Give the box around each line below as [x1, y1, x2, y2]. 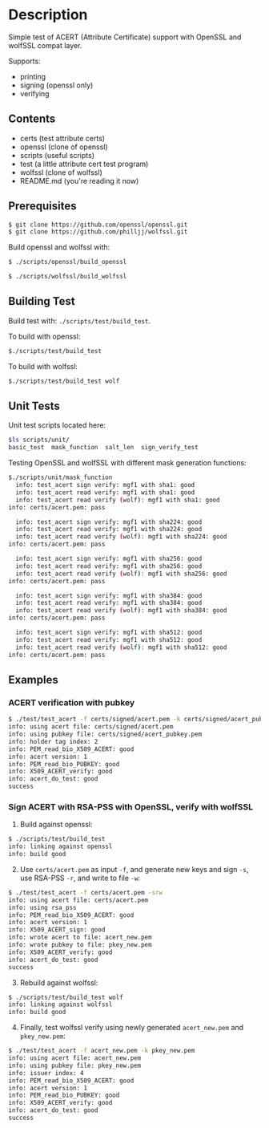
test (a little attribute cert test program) [19, 159, 149, 168]
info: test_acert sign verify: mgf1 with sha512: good [15, 628, 203, 637]
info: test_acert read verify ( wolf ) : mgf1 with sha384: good [15, 607, 227, 615]
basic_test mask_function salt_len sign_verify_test [8, 444, 199, 452]
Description [8, 6, 88, 24]
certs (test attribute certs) [19, 133, 106, 143]
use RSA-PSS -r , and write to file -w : [19, 873, 140, 883]
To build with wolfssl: [8, 361, 78, 371]
